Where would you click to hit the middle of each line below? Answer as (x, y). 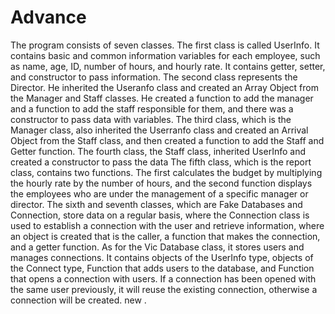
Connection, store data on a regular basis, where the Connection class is (160, 215)
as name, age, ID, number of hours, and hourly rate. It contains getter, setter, (168, 66)
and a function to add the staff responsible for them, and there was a (152, 108)
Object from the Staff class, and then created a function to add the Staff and (167, 140)
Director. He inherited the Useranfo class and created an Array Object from (164, 87)
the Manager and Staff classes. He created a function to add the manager (162, 98)
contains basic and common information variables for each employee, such (165, 55)
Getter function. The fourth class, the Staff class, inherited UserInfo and (158, 151)
